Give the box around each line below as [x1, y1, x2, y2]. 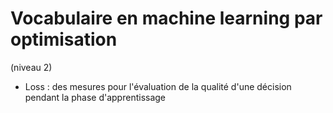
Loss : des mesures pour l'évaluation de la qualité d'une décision [24, 80, 292, 92]
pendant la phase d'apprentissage [24, 91, 167, 103]
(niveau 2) [10, 61, 53, 73]
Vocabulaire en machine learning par [10, 7, 323, 30]
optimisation [10, 28, 118, 51]
